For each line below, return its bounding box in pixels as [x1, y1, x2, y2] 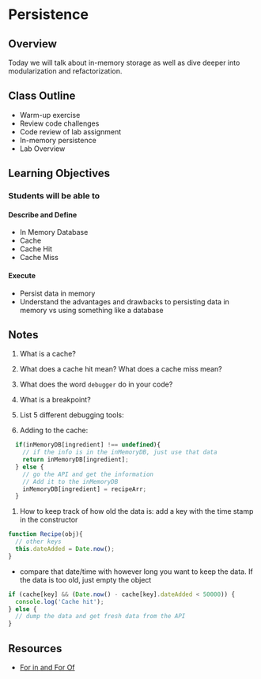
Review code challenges [19, 119, 100, 128]
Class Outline [8, 89, 76, 103]
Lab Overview [19, 144, 66, 153]
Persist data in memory [19, 289, 96, 298]
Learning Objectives [8, 167, 111, 180]
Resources [8, 642, 62, 655]
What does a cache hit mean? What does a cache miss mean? [19, 364, 223, 374]
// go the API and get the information [22, 470, 154, 478]
